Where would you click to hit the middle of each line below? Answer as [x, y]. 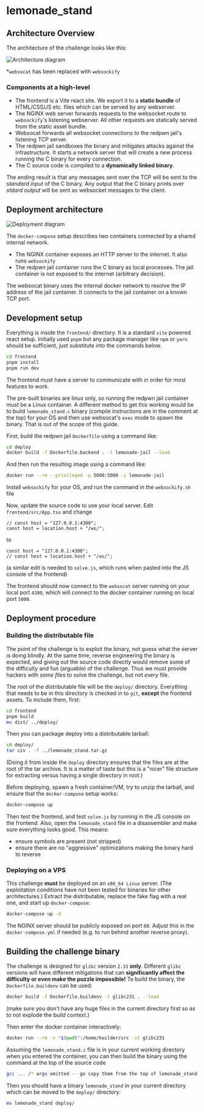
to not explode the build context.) [48, 1015]
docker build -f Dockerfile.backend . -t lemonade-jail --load [88, 452]
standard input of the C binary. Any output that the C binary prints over [95, 184]
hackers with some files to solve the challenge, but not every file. [88, 675]
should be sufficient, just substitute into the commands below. [84, 345]
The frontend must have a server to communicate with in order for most [96, 380]
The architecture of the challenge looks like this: [67, 48]
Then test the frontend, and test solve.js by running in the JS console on [98, 816]
